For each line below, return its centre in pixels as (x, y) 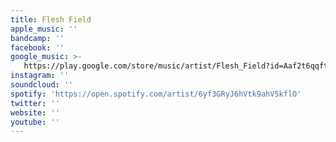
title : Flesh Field (51, 19)
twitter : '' (35, 103)
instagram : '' (40, 76)
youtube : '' (35, 122)
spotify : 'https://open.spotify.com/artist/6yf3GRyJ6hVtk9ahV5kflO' (156, 94)
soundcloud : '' (42, 85)
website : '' (35, 112)
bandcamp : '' (37, 38)
